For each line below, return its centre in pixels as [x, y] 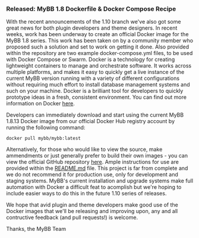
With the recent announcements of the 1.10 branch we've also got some [94, 22]
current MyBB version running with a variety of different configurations [93, 78]
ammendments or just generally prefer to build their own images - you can [97, 156]
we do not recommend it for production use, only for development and [92, 175]
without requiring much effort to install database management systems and [98, 85]
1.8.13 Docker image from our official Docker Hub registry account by [91, 121]
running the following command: [46, 128]
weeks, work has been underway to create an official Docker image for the [97, 34]
